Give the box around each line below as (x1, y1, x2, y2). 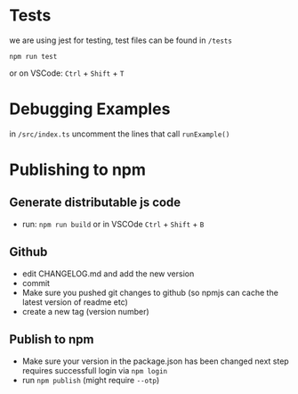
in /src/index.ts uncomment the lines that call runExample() (9, 128, 230, 139)
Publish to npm (9, 332, 94, 348)
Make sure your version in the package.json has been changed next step (21, 356, 289, 366)
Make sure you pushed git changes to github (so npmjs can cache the (21, 287, 278, 298)
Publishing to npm (9, 160, 147, 180)
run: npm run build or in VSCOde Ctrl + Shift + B (21, 218, 205, 229)
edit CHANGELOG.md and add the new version (21, 268, 195, 279)
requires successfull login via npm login (21, 365, 168, 375)
